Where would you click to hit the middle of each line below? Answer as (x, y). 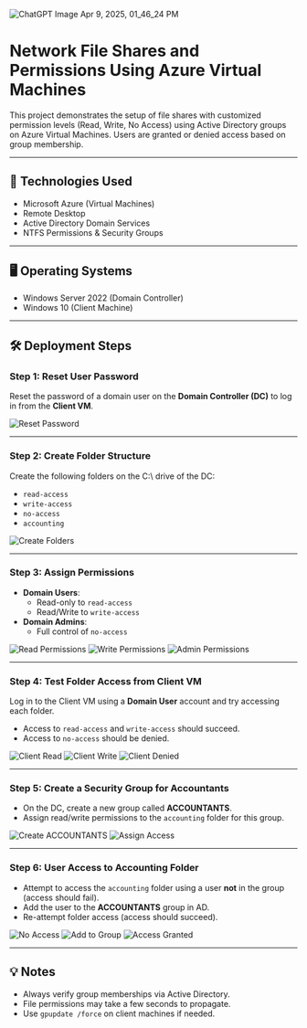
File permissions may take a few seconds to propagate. (127, 1003)
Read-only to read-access (85, 602)
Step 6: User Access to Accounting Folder (104, 868)
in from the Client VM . (52, 406)
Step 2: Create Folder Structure (80, 456)
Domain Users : (51, 592)
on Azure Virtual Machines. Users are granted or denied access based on (148, 134)
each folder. (32, 711)
